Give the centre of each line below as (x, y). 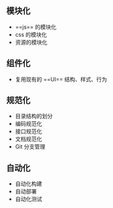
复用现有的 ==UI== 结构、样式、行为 (61, 79)
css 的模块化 (31, 34)
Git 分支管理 (30, 147)
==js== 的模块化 (36, 27)
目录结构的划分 (34, 116)
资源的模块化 (31, 42)
